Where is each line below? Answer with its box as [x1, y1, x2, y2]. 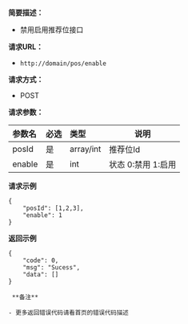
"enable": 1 [22, 211, 62, 219]
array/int [69, 144, 102, 154]
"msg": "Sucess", [22, 264, 81, 272]
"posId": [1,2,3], [22, 204, 84, 212]
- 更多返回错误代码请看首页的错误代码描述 [8, 309, 130, 317]
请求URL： [8, 42, 44, 51]
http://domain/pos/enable [19, 59, 106, 68]
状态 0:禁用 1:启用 [109, 159, 177, 170]
